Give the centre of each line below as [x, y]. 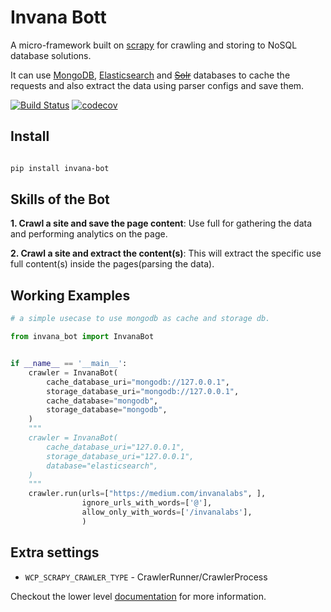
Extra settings [55, 552]
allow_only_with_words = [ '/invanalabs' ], [167, 512]
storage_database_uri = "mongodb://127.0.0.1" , [143, 391]
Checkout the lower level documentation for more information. [138, 596]
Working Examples [70, 295]
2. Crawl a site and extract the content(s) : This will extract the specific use [166, 253]
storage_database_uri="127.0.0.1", [120, 456]
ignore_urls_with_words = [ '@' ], [147, 503]
